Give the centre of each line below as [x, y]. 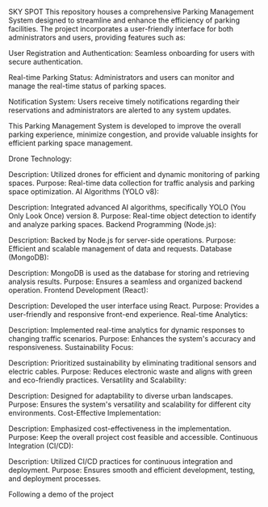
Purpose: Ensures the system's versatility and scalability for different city [130, 404]
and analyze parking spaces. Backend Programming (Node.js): [112, 224]
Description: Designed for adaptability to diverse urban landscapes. [121, 396]
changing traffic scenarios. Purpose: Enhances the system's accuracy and [132, 338]
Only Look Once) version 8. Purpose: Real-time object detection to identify [132, 216]
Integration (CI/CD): [41, 446]
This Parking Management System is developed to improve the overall [125, 126]
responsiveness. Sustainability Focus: [71, 347]
